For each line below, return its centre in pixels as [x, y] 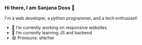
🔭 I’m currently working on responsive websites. [60, 28]
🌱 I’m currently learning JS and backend [52, 33]
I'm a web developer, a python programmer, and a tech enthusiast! [71, 18]
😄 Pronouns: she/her [33, 38]
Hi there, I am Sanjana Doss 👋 [40, 8]
